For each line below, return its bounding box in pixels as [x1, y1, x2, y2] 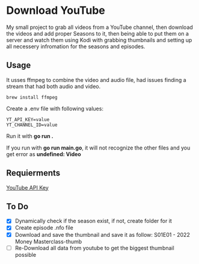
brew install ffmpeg [6, 94, 58, 100]
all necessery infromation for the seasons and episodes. [6, 43, 145, 50]
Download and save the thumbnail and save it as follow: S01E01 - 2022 [14, 231, 191, 238]
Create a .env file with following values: [6, 105, 104, 112]
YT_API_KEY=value [6, 116, 50, 122]
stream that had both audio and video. [6, 83, 101, 90]
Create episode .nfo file [14, 224, 73, 231]
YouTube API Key [6, 184, 49, 191]
